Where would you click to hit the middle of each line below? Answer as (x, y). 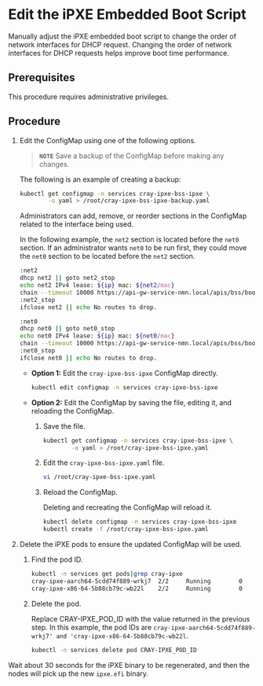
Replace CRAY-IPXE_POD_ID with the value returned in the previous (141, 618)
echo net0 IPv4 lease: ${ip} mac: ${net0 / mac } (97, 336)
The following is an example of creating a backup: (100, 179)
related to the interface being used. (77, 224)
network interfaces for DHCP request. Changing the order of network (120, 44)
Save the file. (64, 426)
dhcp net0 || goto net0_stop (67, 329)
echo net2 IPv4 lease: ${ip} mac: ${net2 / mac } (97, 286)
